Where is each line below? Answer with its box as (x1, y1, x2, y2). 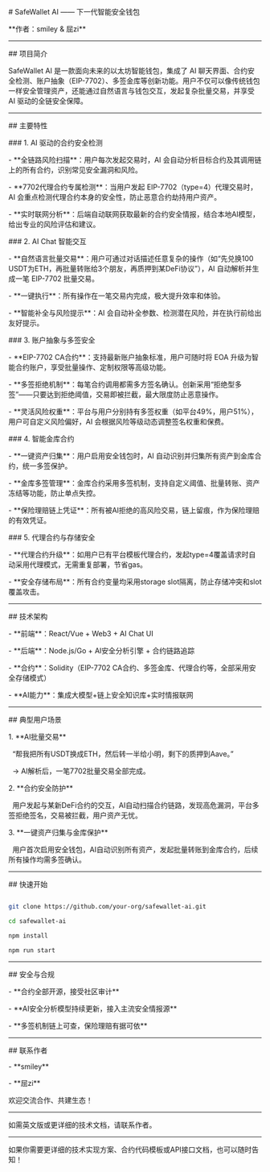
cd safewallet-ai (8, 917, 67, 925)
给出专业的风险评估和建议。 (8, 220, 100, 229)
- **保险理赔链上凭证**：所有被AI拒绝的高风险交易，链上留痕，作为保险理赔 (8, 506, 260, 515)
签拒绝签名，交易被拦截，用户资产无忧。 (8, 810, 142, 820)
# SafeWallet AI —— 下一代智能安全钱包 (8, 7, 141, 16)
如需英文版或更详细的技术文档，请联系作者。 (8, 1120, 157, 1129)
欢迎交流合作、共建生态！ (8, 1095, 93, 1105)
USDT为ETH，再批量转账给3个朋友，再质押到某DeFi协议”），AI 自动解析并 (8, 264, 253, 273)
